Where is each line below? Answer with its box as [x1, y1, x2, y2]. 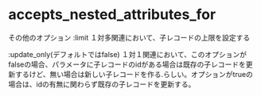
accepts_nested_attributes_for [8, 6, 216, 24]
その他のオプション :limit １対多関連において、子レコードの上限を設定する [8, 33, 251, 42]
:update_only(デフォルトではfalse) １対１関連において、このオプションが [8, 49, 247, 59]
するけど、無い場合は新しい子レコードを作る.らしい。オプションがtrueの [14, 69, 253, 79]
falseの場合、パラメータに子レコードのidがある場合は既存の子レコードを [8, 60, 247, 69]
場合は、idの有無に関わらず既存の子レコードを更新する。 [8, 79, 196, 89]
